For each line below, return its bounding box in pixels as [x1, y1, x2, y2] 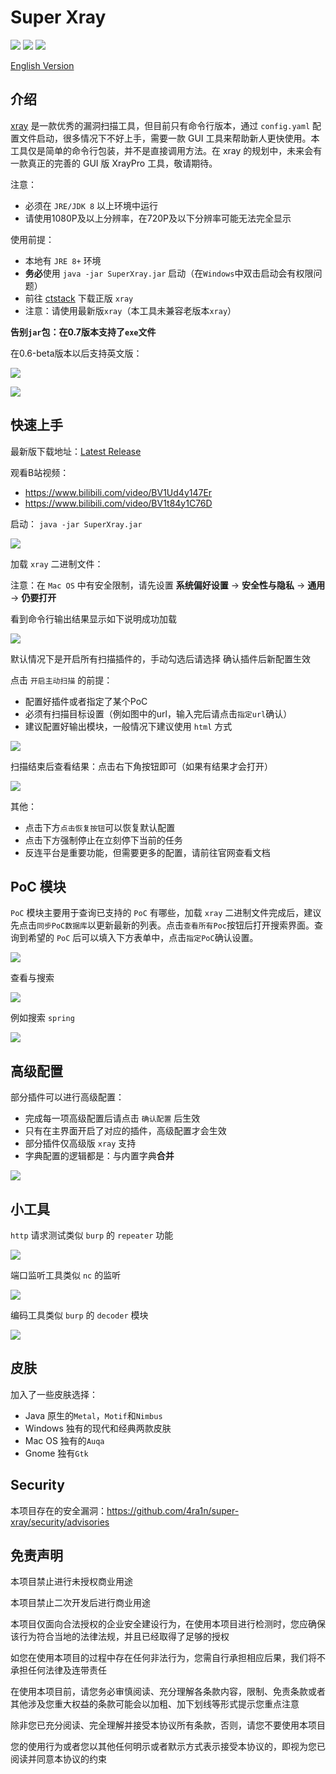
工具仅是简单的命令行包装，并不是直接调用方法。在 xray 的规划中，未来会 [10, 144, 314, 156]
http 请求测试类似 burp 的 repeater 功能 [10, 1229, 174, 1241]
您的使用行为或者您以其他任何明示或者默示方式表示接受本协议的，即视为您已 [10, 1741, 326, 1753]
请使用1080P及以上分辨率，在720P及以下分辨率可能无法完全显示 [24, 212, 292, 224]
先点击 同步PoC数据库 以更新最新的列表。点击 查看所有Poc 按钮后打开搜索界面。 [10, 919, 315, 931]
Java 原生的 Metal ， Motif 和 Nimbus [24, 1409, 163, 1421]
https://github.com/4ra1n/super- [106, 1504, 240, 1516]
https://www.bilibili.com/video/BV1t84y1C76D [24, 497, 213, 509]
